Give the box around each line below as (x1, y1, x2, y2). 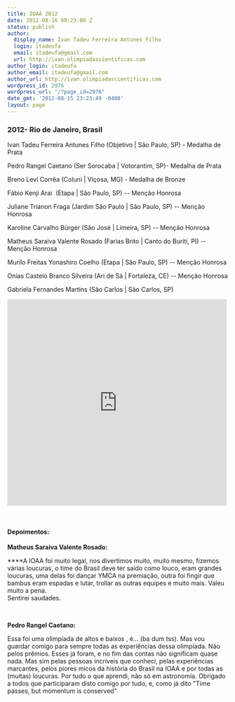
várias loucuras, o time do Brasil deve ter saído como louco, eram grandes (7, 564, 222, 572)
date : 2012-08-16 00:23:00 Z (7, 17, 93, 24)
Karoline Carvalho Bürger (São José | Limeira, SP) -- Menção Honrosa (7, 224, 210, 232)
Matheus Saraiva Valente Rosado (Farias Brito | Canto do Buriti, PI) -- (7, 237, 207, 245)
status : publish (7, 23, 55, 30)
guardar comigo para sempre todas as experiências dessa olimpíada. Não (7, 642, 221, 651)
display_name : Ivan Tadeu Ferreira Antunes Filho (13, 36, 161, 43)
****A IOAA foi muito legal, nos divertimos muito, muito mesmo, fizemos (7, 557, 220, 565)
